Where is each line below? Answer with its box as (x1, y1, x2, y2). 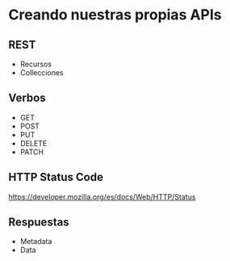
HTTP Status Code (8, 170, 103, 184)
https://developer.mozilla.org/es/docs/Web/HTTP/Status (8, 192, 196, 201)
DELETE (19, 138, 48, 148)
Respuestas (8, 216, 70, 229)
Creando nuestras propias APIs (8, 6, 222, 24)
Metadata (19, 237, 52, 246)
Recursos (19, 59, 52, 69)
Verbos (8, 91, 46, 105)
